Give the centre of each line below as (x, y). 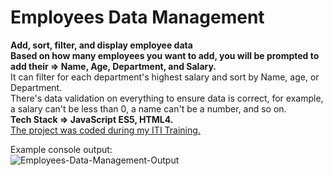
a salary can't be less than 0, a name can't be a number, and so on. (148, 108)
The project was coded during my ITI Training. (105, 130)
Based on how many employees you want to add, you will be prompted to (165, 55)
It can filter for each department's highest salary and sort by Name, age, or (165, 77)
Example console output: (61, 149)
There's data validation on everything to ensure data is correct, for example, (167, 98)
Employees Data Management (137, 17)
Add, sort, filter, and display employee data (101, 45)
